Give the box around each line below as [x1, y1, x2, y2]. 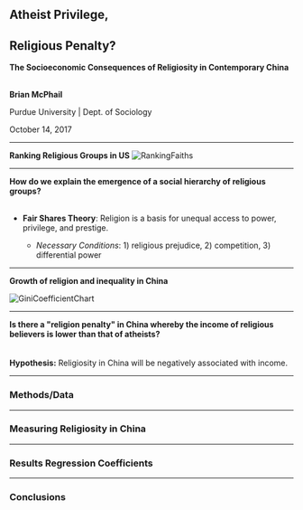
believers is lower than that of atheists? [9, 329, 161, 340]
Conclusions [9, 491, 66, 504]
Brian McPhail [9, 90, 63, 100]
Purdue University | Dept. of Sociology [9, 107, 152, 118]
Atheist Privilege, [9, 7, 109, 23]
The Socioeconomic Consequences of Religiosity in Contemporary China [9, 62, 289, 73]
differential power [35, 250, 102, 260]
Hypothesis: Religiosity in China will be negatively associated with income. [9, 357, 289, 369]
